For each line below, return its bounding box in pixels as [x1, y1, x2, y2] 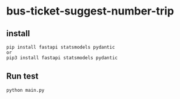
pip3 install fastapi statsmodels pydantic [6, 55, 118, 61]
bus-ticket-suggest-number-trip [6, 4, 175, 18]
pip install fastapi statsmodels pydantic [6, 44, 115, 50]
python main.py [6, 87, 45, 93]
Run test [6, 71, 39, 81]
